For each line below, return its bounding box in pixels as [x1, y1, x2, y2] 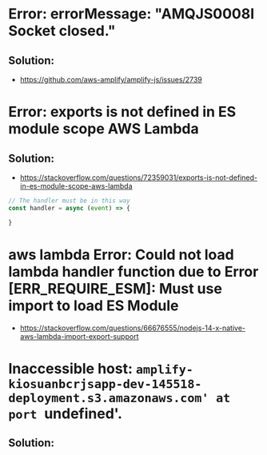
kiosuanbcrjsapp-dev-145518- [8, 377, 202, 392]
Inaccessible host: [8, 359, 133, 377]
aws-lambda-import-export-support [19, 331, 139, 341]
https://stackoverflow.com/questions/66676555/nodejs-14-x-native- [19, 323, 246, 333]
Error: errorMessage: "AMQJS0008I [8, 5, 255, 23]
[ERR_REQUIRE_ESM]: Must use [8, 279, 222, 297]
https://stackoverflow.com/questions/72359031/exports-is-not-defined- [19, 173, 258, 182]
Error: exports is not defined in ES [8, 103, 237, 121]
